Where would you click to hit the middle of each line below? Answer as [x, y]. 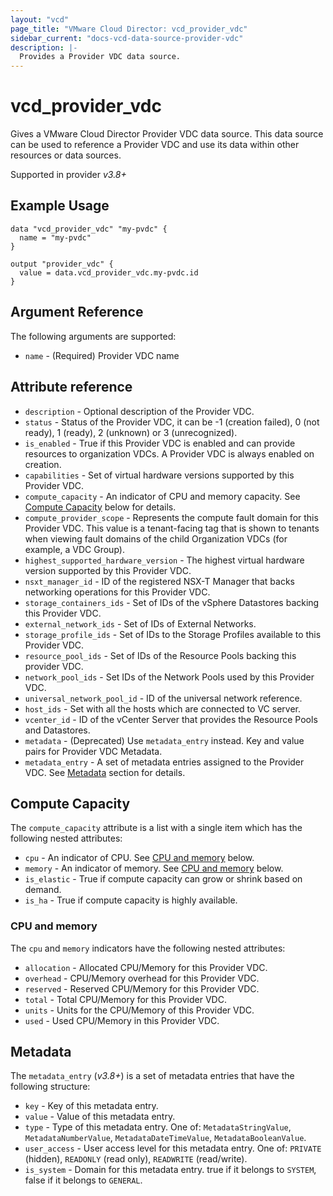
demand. [43, 890]
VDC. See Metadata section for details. [105, 772]
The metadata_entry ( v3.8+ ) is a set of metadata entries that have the [152, 1076]
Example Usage [60, 206]
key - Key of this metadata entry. [91, 1106]
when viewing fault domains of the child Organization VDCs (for [156, 538]
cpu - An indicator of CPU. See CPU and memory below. [139, 858]
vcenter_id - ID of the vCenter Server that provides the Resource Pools [171, 719]
